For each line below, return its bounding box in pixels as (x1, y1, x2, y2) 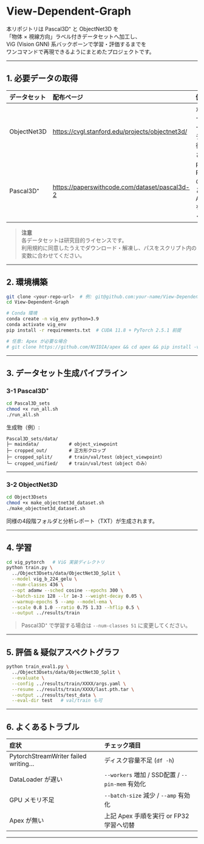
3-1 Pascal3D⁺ (6, 386, 49, 395)
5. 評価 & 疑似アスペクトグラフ (6, 647, 120, 658)
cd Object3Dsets (6, 494, 47, 500)
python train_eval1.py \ (6, 664, 69, 670)
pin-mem (104, 781, 126, 788)
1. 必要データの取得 (6, 73, 78, 83)
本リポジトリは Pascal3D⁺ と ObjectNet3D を (6, 25, 119, 32)
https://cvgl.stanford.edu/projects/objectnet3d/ (52, 127, 188, 135)
